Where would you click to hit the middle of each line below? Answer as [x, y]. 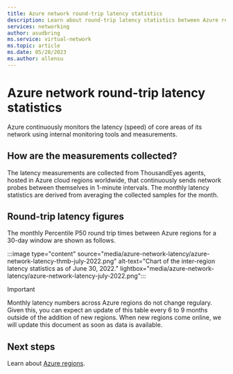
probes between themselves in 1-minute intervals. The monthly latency [108, 187]
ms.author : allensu [35, 59]
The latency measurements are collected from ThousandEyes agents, [106, 172]
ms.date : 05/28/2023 [37, 53]
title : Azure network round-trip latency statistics [85, 14]
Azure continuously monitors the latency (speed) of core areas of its [105, 127]
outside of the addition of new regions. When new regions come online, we [114, 318]
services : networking [38, 26]
